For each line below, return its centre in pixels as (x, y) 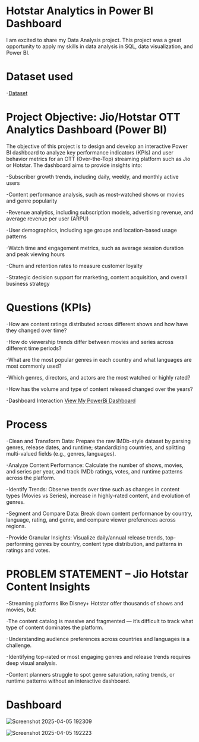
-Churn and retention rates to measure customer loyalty (74, 266)
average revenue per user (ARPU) (48, 219)
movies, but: (21, 610)
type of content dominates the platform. (55, 627)
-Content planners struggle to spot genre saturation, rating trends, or (91, 674)
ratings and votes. (28, 550)
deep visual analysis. (32, 663)
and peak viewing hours (36, 254)
